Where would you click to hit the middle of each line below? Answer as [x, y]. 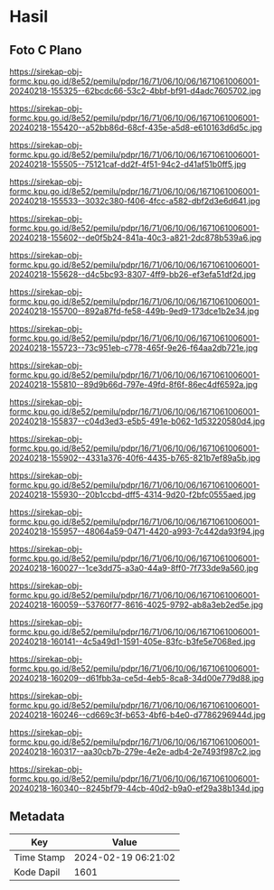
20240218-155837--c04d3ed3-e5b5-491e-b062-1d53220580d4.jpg [137, 421]
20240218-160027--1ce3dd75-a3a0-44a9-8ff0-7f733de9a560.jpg [134, 568]
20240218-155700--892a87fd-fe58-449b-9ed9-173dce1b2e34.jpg [134, 311]
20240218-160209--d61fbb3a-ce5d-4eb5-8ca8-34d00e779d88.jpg [137, 678]
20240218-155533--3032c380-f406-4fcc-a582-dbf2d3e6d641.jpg [135, 201]
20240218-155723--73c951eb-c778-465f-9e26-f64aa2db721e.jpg [134, 348]
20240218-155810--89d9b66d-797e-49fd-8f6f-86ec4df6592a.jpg [133, 384]
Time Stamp [40, 857]
